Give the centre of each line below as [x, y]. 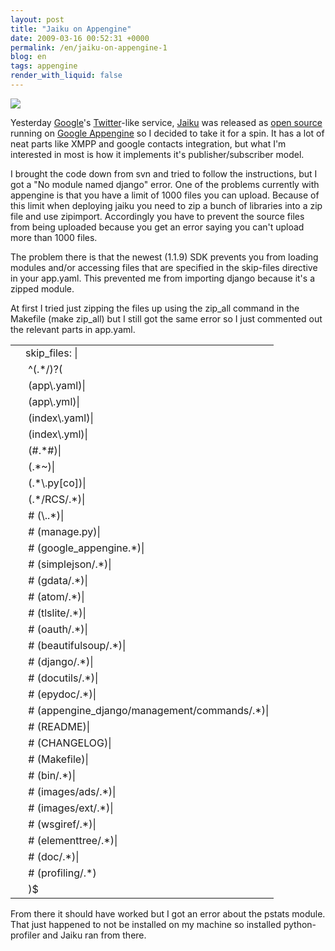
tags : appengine [44, 66]
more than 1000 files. [54, 237]
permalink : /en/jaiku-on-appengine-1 [89, 47]
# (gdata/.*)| [58, 580]
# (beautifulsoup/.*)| [77, 645]
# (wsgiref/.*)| [62, 824]
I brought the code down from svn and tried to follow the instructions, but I [164, 173]
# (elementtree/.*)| [73, 840]
